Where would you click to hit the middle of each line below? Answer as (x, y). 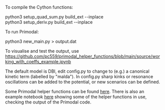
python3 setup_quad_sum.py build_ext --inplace (54, 17)
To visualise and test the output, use (42, 51)
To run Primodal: (22, 32)
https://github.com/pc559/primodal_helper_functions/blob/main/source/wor (82, 56)
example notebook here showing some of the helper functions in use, (76, 97)
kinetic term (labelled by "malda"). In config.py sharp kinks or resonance (79, 76)
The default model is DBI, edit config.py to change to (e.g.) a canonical (77, 71)
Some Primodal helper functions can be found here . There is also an (75, 91)
